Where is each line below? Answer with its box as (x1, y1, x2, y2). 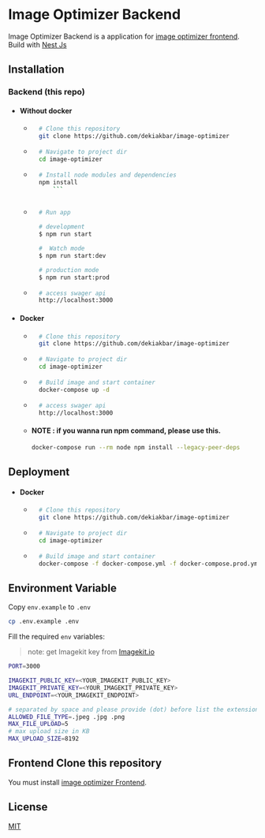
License (8, 800, 48, 814)
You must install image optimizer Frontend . (8, 777, 147, 787)
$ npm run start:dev (38, 251, 106, 259)
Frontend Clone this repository (8, 757, 162, 770)
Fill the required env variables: (8, 632, 105, 642)
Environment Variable (8, 581, 117, 594)
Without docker (19, 106, 73, 115)
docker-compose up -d (38, 385, 110, 393)
